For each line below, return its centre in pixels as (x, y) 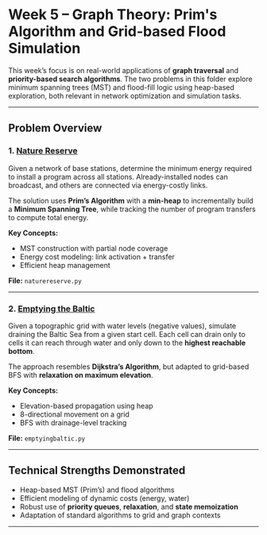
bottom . (21, 351)
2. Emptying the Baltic (52, 308)
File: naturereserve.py (45, 281)
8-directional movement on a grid (74, 414)
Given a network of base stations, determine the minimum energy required (130, 168)
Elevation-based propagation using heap (86, 405)
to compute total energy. (48, 217)
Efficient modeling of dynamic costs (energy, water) (104, 498)
